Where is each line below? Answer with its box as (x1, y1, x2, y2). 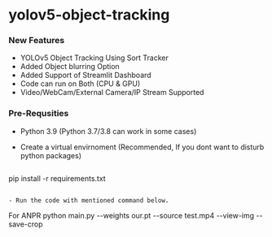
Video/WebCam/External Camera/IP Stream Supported (20, 88, 204, 97)
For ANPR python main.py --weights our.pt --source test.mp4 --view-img (8, 210, 255, 220)
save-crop (8, 219, 43, 229)
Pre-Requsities (8, 108, 69, 119)
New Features (8, 35, 65, 46)
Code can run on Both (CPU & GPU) (20, 79, 141, 88)
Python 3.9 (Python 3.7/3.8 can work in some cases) (20, 126, 197, 136)
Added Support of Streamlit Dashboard (20, 71, 152, 80)
